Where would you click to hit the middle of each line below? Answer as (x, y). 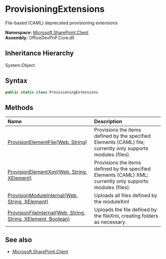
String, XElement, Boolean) (39, 219)
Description (108, 121)
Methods (19, 107)
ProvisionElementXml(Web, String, (47, 172)
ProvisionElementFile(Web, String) (47, 142)
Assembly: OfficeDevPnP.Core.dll (40, 38)
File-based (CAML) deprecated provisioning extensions (62, 23)
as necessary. (110, 222)
